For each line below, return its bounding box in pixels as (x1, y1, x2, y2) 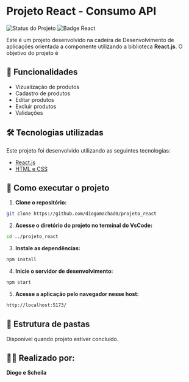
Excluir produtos (15, 103, 57, 110)
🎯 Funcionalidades (6, 67, 78, 77)
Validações (15, 109, 43, 117)
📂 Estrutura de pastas (6, 319, 90, 330)
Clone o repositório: (15, 199, 67, 206)
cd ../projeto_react (6, 234, 59, 240)
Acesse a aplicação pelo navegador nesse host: (15, 290, 139, 297)
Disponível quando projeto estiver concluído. (6, 335, 119, 342)
